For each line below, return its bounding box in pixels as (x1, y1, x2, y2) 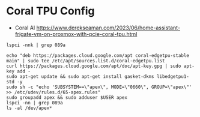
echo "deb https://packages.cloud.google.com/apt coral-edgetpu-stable (6, 52, 189, 58)
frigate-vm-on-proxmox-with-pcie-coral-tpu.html (14, 30, 138, 37)
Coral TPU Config (6, 4, 95, 18)
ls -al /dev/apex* (6, 105, 52, 111)
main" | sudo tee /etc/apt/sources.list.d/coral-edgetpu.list (6, 58, 165, 64)
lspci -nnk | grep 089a (6, 42, 66, 48)
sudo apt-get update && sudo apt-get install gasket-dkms (6, 73, 154, 79)
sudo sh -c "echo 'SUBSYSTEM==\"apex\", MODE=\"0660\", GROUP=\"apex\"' (6, 84, 192, 90)
